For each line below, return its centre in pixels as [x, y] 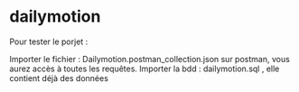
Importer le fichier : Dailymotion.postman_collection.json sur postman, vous [150, 59]
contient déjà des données [59, 78]
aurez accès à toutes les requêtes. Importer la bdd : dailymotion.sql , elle [145, 69]
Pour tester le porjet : [49, 41]
